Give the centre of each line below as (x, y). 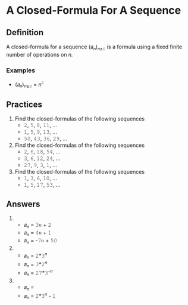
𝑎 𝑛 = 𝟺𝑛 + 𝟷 (37, 233)
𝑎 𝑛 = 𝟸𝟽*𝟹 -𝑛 (38, 273)
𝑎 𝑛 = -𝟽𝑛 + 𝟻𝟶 (40, 241)
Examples (21, 70)
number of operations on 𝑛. (40, 54)
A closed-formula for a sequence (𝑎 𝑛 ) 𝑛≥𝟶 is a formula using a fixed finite (94, 47)
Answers (23, 204)
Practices (24, 104)
